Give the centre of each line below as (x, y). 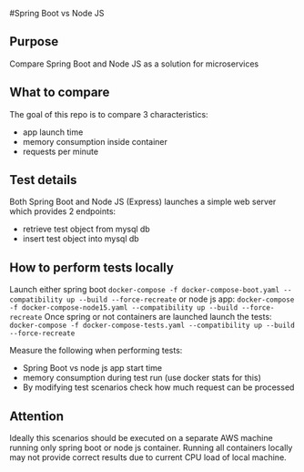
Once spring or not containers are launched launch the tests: (158, 317)
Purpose (34, 41)
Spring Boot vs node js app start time (92, 368)
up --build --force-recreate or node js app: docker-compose (181, 299)
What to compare (60, 92)
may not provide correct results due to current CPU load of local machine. (148, 457)
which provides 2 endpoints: (63, 211)
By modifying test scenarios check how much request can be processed (158, 387)
